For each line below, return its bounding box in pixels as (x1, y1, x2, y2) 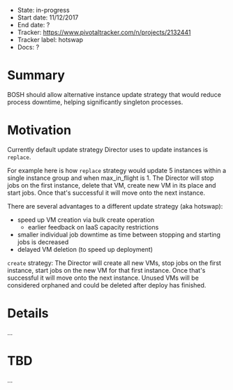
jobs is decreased (17, 237, 69, 246)
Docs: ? (17, 43, 40, 51)
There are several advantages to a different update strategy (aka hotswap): (7, 202, 223, 210)
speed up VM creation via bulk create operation (17, 216, 155, 224)
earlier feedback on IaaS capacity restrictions (27, 223, 159, 231)
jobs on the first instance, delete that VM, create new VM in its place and (7, 181, 216, 189)
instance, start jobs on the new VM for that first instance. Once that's (7, 266, 206, 274)
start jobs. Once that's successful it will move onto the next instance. (7, 188, 206, 197)
